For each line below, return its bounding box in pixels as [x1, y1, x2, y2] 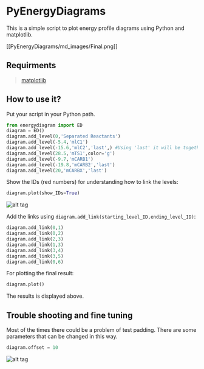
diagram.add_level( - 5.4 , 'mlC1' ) [6, 139, 88, 146]
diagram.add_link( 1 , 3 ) [6, 242, 64, 248]
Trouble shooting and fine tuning [6, 310, 133, 320]
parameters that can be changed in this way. [6, 333, 118, 340]
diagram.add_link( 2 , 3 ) [6, 236, 64, 242]
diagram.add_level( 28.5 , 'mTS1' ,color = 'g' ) [6, 150, 115, 156]
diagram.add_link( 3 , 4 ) [6, 247, 64, 253]
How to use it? [6, 94, 61, 105]
